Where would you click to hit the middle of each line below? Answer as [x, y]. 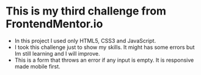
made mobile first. [37, 66]
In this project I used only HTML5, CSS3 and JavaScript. [85, 41]
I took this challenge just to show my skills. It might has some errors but [104, 47]
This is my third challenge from [86, 11]
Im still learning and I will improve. [57, 53]
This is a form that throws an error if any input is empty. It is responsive [104, 60]
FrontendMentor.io [54, 24]
